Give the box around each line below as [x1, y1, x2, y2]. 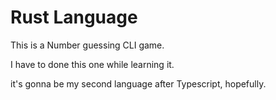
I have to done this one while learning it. [10, 58, 175, 70]
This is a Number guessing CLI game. [10, 39, 165, 51]
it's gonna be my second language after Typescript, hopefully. [10, 77, 267, 90]
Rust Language [10, 6, 138, 29]
